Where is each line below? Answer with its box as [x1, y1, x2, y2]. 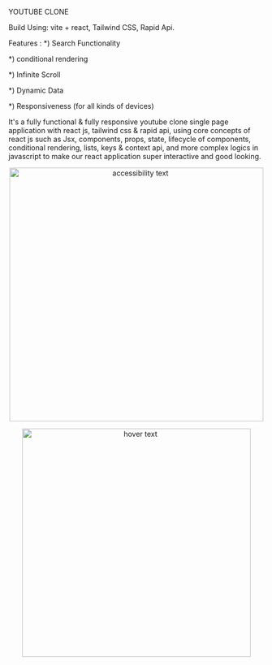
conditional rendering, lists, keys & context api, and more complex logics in [8, 143, 259, 153]
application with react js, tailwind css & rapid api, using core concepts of [8, 126, 251, 135]
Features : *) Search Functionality [8, 38, 121, 48]
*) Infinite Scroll [8, 70, 61, 80]
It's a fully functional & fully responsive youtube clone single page [8, 117, 229, 127]
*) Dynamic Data [8, 85, 64, 95]
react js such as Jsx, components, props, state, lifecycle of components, [8, 134, 252, 144]
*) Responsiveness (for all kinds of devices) [8, 101, 154, 110]
